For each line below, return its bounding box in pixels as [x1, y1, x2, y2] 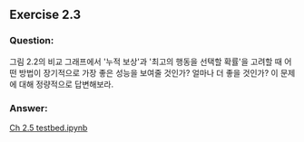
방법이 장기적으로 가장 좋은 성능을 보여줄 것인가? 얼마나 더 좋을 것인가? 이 [18, 67, 279, 78]
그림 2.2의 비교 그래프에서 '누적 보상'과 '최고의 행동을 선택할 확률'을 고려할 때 [9, 56, 283, 67]
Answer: [9, 101, 48, 114]
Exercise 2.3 [9, 7, 82, 23]
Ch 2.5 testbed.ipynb [9, 122, 88, 133]
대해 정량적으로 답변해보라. [18, 79, 114, 90]
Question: [9, 34, 54, 47]
